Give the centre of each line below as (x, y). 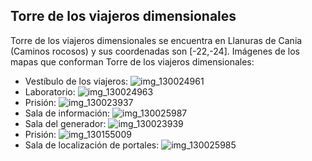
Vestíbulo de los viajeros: (76, 81)
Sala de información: (67, 113)
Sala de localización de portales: (92, 145)
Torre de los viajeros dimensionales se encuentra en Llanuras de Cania (156, 40)
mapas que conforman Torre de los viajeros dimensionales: (132, 61)
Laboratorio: (50, 91)
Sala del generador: (65, 123)
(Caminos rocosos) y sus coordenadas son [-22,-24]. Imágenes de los (155, 51)
